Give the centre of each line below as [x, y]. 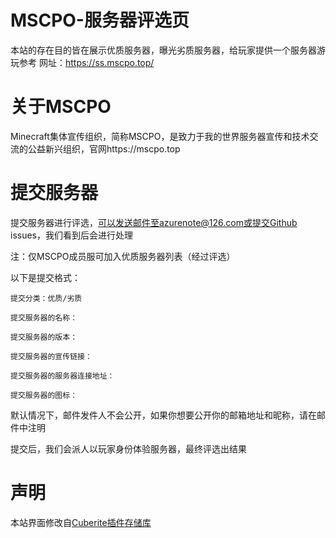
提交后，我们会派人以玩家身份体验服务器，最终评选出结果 [128, 448]
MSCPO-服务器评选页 [100, 20]
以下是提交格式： [45, 277]
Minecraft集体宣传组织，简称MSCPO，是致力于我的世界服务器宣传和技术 [160, 136]
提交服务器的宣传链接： [51, 356]
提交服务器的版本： [44, 337]
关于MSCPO [61, 107]
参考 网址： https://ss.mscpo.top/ [86, 62]
